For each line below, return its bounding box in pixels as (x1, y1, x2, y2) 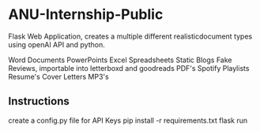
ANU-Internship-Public (8, 6, 164, 24)
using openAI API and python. (8, 39, 105, 49)
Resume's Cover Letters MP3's (8, 72, 109, 81)
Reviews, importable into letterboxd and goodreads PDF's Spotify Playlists (8, 63, 250, 72)
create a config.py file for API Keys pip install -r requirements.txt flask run (8, 116, 248, 125)
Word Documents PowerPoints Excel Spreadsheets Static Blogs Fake (8, 55, 232, 65)
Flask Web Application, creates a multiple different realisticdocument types (8, 31, 253, 41)
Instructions (8, 94, 70, 108)
